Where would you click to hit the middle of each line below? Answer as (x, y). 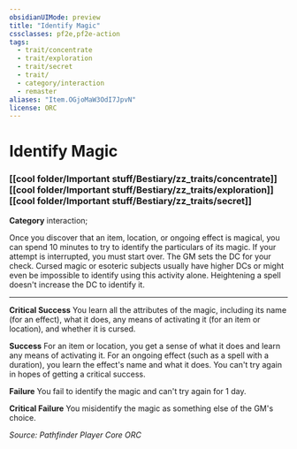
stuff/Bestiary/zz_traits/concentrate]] (194, 179)
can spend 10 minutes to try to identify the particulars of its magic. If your (143, 247)
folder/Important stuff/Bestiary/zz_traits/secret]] (144, 202)
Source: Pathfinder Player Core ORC (76, 435)
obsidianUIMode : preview (55, 17)
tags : (19, 42)
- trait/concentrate (55, 50)
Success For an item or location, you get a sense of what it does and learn (145, 346)
